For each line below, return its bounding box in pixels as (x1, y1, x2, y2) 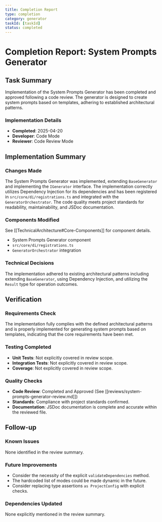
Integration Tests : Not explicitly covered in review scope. (12, 360, 128, 366)
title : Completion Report (5, 7, 58, 12)
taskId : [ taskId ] (5, 21, 40, 26)
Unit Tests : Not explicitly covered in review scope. (12, 355, 114, 361)
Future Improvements (5, 461, 58, 468)
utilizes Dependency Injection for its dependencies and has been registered (5, 189, 157, 195)
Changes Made (5, 167, 42, 174)
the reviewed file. (12, 409, 47, 415)
